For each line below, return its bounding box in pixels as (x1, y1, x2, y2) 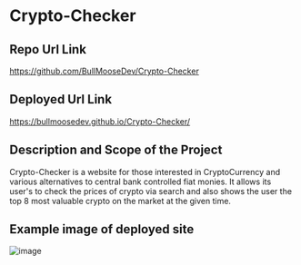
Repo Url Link (9, 42, 86, 57)
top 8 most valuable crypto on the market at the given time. (9, 195, 232, 206)
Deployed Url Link (9, 92, 112, 107)
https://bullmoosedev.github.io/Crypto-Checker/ (9, 115, 191, 127)
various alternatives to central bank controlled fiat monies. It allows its (9, 176, 272, 187)
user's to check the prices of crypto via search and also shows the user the (9, 185, 293, 196)
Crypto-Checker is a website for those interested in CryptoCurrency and (9, 166, 280, 177)
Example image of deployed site (9, 221, 195, 237)
